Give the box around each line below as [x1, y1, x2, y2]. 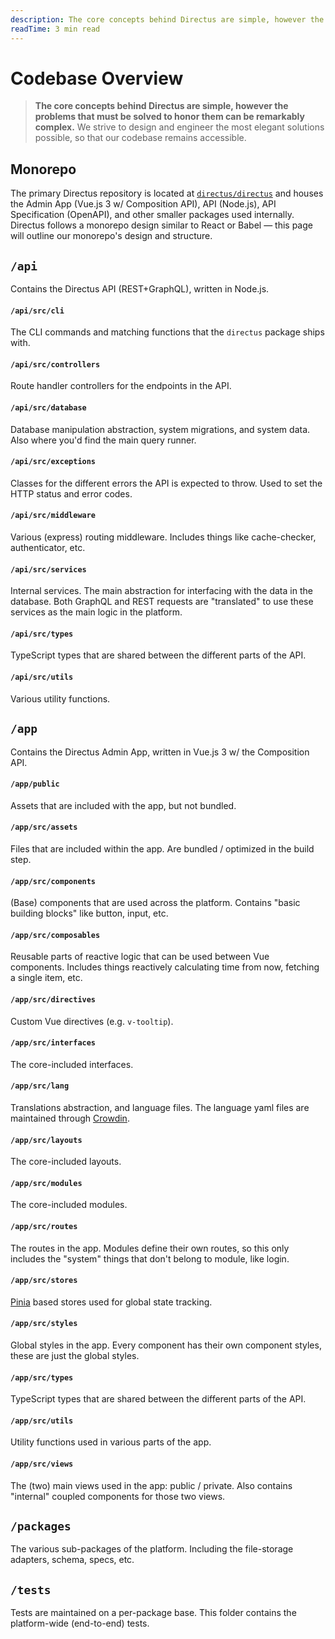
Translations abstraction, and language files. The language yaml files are [10, 1101, 310, 1113]
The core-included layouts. [10, 1156, 122, 1168]
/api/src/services [10, 564, 87, 575]
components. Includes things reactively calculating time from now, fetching [10, 961, 320, 973]
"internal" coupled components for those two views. [10, 1490, 226, 1502]
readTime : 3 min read [10, 24, 101, 34]
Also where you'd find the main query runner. [10, 434, 197, 446]
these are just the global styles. [10, 1349, 140, 1361]
